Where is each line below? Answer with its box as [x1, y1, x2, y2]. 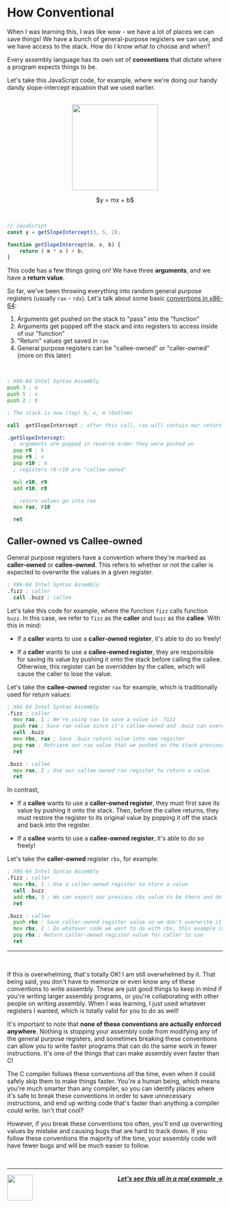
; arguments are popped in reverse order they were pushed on [13, 441, 194, 448]
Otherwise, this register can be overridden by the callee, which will [16, 662, 205, 670]
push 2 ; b [7, 397, 38, 404]
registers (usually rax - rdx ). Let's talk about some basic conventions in [7, 294, 208, 303]
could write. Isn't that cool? [7, 1106, 84, 1114]
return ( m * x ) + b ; [19, 247, 84, 255]
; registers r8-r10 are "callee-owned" [13, 466, 127, 473]
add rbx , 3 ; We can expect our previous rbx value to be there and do [13, 893, 222, 900]
